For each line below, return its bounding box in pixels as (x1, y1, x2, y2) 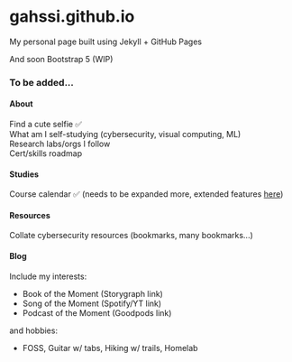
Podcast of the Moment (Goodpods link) (22, 307, 172, 318)
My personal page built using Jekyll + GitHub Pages (9, 36, 203, 47)
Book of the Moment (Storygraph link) (22, 288, 164, 299)
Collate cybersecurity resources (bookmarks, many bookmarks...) (9, 230, 254, 241)
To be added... (9, 76, 75, 88)
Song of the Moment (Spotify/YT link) (22, 298, 162, 309)
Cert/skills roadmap (9, 148, 83, 159)
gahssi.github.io (9, 6, 135, 27)
